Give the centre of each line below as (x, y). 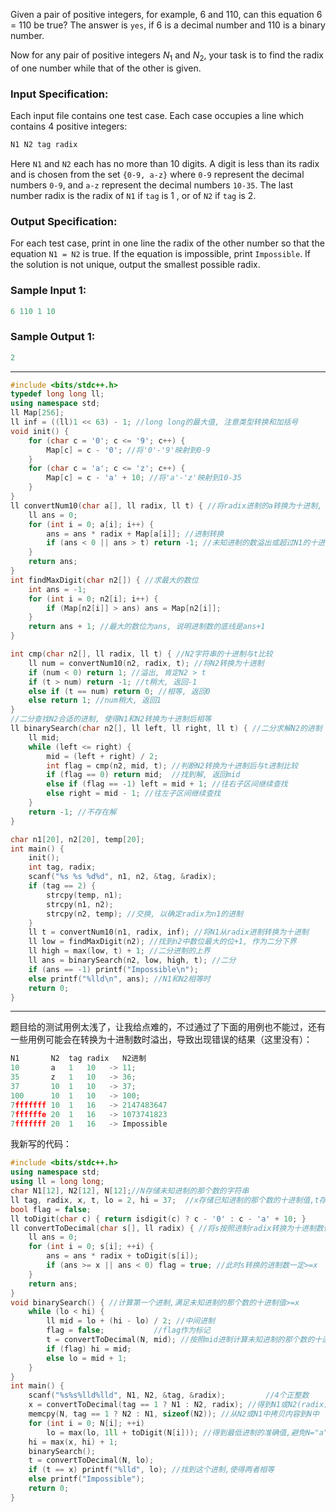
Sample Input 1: (48, 291)
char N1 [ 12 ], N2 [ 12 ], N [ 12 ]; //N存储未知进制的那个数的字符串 (130, 1191)
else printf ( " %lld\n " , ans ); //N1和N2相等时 (119, 979)
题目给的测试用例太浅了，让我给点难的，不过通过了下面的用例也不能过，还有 (168, 1027)
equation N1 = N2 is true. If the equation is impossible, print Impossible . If (161, 254)
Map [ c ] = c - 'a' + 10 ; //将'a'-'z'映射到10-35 (144, 478)
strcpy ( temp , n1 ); (84, 895)
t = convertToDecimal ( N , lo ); (91, 1460)
